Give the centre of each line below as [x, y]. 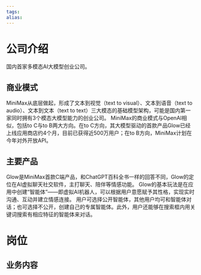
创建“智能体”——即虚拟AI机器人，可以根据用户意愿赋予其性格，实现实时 [106, 192]
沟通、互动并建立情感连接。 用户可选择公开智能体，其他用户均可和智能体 [96, 199]
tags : [13, 12]
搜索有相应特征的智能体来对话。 [56, 214]
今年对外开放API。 [29, 141]
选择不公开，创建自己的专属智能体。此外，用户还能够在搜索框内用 [108, 207]
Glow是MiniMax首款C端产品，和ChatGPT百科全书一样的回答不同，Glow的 [97, 177]
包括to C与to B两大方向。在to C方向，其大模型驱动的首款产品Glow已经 [103, 125]
